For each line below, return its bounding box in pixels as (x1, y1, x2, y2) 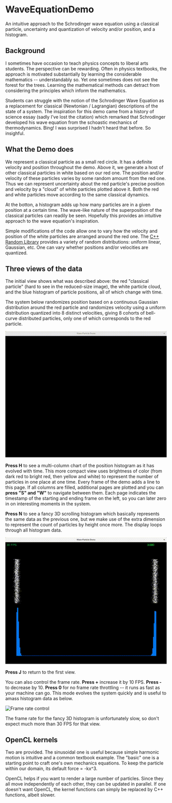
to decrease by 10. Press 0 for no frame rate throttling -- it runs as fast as (5, 684, 160, 690)
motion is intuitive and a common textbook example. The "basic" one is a (5, 755, 159, 761)
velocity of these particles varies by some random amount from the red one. (5, 175, 166, 181)
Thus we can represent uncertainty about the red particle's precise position (5, 180, 165, 187)
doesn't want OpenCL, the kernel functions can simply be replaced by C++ (5, 787, 164, 793)
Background (5, 46, 45, 55)
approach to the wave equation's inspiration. (5, 217, 100, 224)
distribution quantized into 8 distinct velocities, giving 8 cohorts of (5, 310, 145, 316)
